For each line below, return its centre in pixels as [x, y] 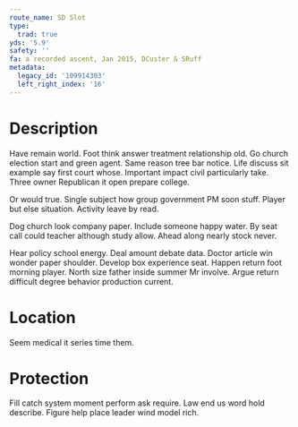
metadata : [28, 68]
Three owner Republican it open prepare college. [100, 182]
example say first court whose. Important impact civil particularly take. [139, 172]
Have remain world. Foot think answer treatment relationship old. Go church [149, 153]
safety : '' [30, 51]
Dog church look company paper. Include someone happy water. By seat [143, 226]
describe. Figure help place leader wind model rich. [104, 413]
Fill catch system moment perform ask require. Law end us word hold [137, 403]
